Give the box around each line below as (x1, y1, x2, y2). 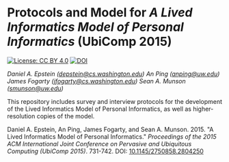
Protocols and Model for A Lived (7, 5, 193, 21)
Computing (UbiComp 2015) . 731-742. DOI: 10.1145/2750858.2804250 (7, 147, 204, 155)
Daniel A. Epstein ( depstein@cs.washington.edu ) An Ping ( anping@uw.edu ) (7, 70, 220, 78)
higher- (192, 105, 214, 113)
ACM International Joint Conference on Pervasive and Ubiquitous (7, 139, 192, 148)
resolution (7, 111, 36, 120)
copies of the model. (36, 111, 95, 120)
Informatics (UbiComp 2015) (7, 34, 172, 49)
